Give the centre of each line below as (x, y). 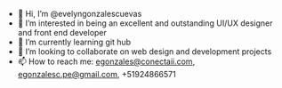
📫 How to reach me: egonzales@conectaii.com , (106, 61)
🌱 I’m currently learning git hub (74, 42)
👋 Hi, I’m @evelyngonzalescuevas (80, 14)
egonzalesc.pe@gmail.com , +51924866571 (97, 74)
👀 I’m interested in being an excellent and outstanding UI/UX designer (145, 23)
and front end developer (62, 32)
